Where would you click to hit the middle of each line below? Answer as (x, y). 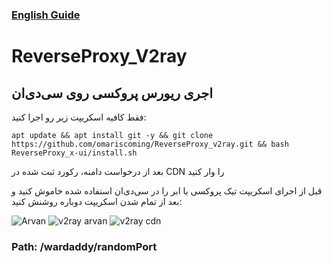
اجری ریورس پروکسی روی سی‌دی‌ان (112, 93)
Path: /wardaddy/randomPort (84, 246)
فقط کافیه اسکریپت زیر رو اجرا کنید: (79, 117)
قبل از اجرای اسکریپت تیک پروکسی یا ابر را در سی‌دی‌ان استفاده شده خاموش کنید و (167, 190)
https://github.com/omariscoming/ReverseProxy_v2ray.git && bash (150, 144)
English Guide (46, 15)
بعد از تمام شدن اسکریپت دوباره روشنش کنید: (97, 201)
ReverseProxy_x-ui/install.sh (74, 153)
